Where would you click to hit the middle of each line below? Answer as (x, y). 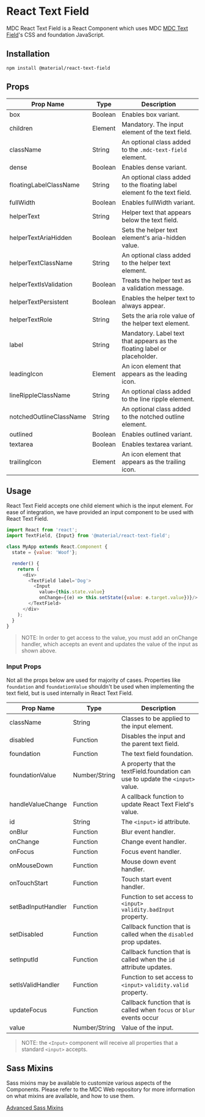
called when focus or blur (158, 1010)
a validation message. (153, 288)
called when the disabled (157, 934)
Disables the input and (153, 736)
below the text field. (150, 220)
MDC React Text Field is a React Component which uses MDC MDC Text (97, 28)
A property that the (148, 763)
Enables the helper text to (158, 298)
